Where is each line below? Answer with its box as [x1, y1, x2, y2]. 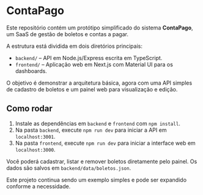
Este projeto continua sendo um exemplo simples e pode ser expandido [6, 176, 187, 183]
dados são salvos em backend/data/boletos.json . [6, 164, 131, 172]
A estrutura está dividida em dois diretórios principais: [6, 42, 142, 50]
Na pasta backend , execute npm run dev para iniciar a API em [15, 126, 167, 134]
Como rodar [6, 104, 53, 114]
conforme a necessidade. [6, 182, 71, 190]
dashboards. [15, 67, 47, 74]
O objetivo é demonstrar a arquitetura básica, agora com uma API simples [6, 79, 193, 86]
